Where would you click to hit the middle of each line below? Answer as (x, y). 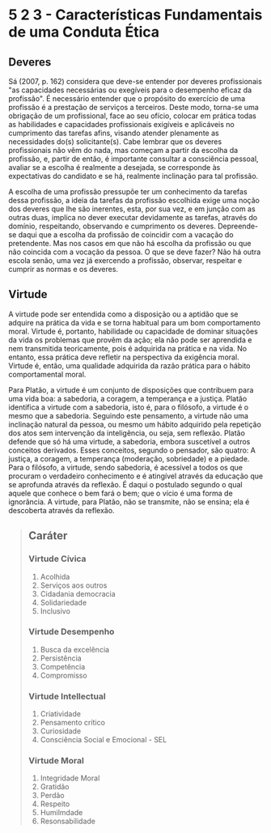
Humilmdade (61, 813)
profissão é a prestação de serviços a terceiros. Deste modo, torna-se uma (133, 107)
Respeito (55, 804)
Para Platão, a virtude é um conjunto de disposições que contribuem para (131, 389)
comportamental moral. (47, 374)
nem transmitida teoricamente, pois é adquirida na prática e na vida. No (128, 348)
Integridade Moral (70, 778)
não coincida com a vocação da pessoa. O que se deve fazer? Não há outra (135, 252)
